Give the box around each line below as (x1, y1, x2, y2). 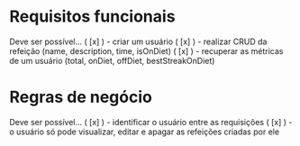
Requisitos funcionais (9, 6, 176, 27)
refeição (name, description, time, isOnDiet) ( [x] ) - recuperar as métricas (9, 45, 284, 56)
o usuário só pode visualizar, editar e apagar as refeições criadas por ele (9, 126, 280, 137)
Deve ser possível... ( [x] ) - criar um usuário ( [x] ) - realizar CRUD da (9, 36, 268, 47)
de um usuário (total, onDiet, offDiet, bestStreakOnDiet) (9, 55, 215, 66)
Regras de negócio (9, 87, 153, 107)
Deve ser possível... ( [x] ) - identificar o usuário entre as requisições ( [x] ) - (9, 116, 293, 127)
